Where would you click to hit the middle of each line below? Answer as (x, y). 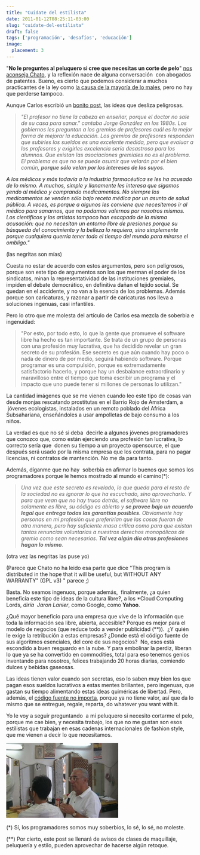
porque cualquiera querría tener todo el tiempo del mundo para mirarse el (97, 236)
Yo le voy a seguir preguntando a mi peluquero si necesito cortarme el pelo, (100, 715)
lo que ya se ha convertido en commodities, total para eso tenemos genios (98, 654)
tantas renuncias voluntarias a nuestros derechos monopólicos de (103, 532)
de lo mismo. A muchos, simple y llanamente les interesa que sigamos (93, 185)
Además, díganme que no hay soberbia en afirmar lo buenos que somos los (100, 470)
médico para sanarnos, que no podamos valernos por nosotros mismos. (96, 211)
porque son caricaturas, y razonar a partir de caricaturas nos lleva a (90, 297)
